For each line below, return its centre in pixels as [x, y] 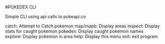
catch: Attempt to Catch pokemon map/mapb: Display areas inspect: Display [82, 26]
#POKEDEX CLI [21, 7]
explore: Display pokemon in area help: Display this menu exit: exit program [82, 36]
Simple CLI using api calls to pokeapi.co [46, 16]
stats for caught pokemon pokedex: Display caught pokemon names [74, 31]
